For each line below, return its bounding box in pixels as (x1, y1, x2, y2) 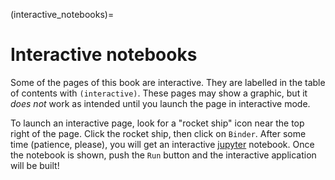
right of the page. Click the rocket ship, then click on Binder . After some (10, 127, 307, 139)
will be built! (10, 159, 60, 171)
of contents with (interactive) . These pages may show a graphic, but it (10, 87, 308, 99)
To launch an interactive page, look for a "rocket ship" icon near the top (10, 117, 305, 129)
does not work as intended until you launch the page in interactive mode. (10, 97, 311, 109)
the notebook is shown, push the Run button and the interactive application (10, 149, 317, 161)
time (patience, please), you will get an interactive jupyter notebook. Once (10, 138, 315, 150)
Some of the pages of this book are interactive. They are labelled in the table (10, 76, 326, 88)
